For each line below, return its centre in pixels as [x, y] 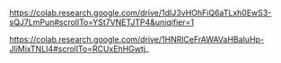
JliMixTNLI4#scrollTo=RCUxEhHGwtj [78, 49]
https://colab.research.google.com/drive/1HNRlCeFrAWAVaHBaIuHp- [137, 39]
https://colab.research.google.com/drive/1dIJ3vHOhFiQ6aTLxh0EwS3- [140, 13]
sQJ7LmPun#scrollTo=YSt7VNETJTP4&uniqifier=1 [102, 22]
